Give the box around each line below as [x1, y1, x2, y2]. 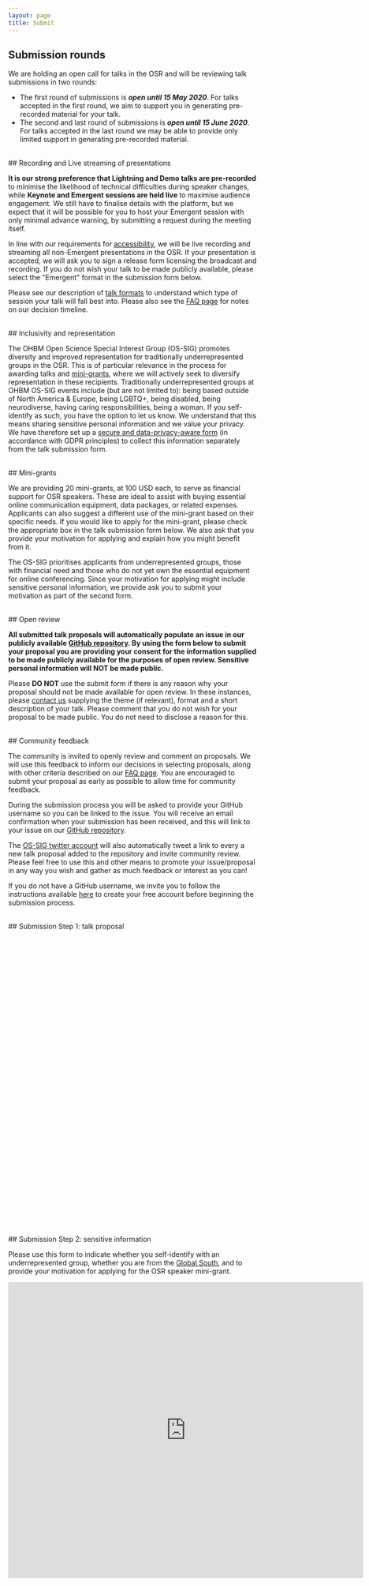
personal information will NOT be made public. [8, 664, 164, 673]
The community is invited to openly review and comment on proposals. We [8, 752, 251, 761]
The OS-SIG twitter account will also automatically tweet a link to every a [8, 841, 245, 850]
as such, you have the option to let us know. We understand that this [34, 411, 257, 421]
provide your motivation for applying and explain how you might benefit [8, 534, 240, 543]
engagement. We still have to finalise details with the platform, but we [8, 199, 234, 208]
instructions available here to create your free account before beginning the [8, 890, 255, 899]
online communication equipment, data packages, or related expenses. [8, 501, 239, 510]
